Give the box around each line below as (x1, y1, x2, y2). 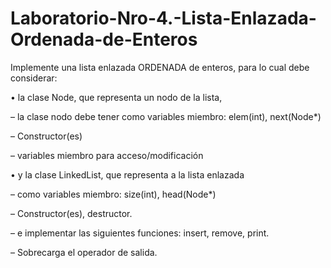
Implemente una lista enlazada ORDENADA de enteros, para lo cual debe (10, 61, 310, 73)
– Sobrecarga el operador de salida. (10, 246, 158, 258)
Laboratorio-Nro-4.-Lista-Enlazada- (10, 7, 317, 30)
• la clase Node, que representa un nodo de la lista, (10, 91, 223, 103)
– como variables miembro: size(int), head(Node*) (10, 188, 217, 200)
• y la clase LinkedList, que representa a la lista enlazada (10, 168, 245, 181)
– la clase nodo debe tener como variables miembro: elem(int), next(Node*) (10, 110, 322, 122)
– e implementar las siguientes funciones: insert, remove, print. (10, 227, 270, 239)
